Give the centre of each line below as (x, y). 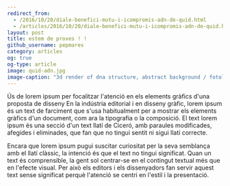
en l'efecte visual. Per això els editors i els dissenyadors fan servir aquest (111, 168)
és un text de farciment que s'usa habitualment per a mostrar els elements (112, 111)
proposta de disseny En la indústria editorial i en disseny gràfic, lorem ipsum (115, 104)
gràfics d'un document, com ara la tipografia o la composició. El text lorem (112, 118)
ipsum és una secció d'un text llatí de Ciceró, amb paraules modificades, (110, 125)
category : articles (35, 52)
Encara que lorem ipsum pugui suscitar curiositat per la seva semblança (109, 146)
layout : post (26, 32)
